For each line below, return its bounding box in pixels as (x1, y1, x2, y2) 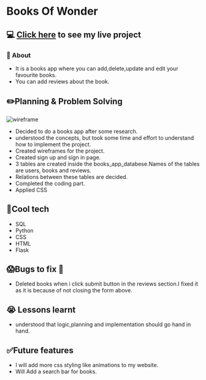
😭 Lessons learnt (6, 305, 76, 315)
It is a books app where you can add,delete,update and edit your (15, 64, 179, 72)
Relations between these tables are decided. (15, 173, 128, 180)
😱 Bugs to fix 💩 (6, 264, 64, 274)
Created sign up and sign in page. (15, 153, 101, 161)
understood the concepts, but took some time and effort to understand (15, 134, 194, 142)
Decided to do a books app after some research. (15, 127, 138, 135)
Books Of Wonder (6, 4, 98, 18)
